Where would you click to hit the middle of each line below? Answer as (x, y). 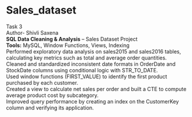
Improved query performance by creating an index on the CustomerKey (92, 101)
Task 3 (14, 26)
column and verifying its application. (50, 108)
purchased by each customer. (42, 82)
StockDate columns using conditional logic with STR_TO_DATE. (82, 70)
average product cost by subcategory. (52, 95)
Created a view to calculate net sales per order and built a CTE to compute (96, 89)
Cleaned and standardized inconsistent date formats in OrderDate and (91, 64)
